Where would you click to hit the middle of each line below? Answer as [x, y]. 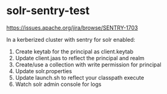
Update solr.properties [43, 71]
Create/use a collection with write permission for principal [88, 65]
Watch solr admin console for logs [58, 84]
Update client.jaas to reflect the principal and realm [80, 58]
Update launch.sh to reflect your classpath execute [80, 77]
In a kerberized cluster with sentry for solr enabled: [71, 39]
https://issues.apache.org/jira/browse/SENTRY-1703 [72, 28]
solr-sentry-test [48, 11]
